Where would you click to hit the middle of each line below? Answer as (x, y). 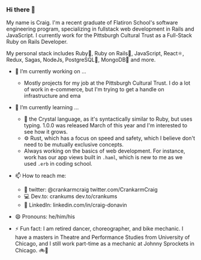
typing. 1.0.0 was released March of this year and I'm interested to (106, 125)
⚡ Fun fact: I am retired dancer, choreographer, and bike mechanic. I (99, 229)
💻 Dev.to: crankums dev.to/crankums (70, 196)
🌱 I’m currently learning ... (47, 107)
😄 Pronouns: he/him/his (45, 217)
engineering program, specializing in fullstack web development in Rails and (100, 29)
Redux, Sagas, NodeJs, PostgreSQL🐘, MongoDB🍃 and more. (81, 60)
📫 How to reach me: (40, 176)
